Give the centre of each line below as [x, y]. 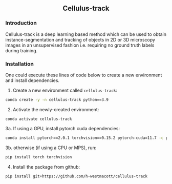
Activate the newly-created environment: [56, 109]
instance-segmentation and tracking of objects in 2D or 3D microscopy [80, 39]
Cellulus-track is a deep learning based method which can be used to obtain [86, 34]
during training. [21, 50]
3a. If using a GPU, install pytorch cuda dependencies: [63, 128]
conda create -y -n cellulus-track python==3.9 [57, 99]
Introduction [21, 23]
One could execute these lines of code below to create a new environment [84, 75]
